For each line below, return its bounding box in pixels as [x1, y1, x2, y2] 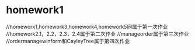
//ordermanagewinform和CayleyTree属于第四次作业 [6, 37, 130, 44]
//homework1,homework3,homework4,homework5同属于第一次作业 [6, 23, 168, 30]
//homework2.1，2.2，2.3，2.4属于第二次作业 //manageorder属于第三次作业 [6, 30, 189, 37]
